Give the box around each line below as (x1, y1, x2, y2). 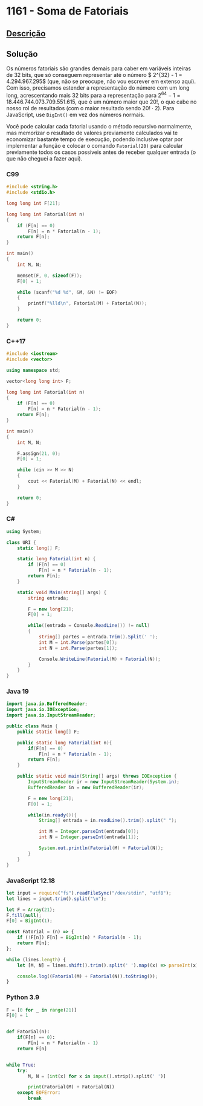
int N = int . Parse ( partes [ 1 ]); (38, 645, 118, 651)
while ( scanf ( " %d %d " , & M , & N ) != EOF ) (17, 289, 118, 295)
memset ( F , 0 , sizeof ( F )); (17, 273, 83, 279)
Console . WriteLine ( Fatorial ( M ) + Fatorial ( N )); (38, 656, 161, 662)
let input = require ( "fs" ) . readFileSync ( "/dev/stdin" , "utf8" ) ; (6, 890, 172, 896)
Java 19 (6, 687, 29, 696)
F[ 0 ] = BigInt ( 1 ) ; (6, 918, 53, 924)
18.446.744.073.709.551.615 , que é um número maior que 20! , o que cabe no (6, 98, 197, 105)
